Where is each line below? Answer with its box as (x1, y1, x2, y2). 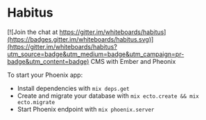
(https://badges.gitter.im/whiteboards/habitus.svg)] (7, 35, 154, 43)
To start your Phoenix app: (7, 71, 83, 79)
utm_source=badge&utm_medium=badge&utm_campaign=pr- (7, 50, 184, 58)
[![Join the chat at (7, 28, 58, 36)
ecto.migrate (17, 98, 55, 105)
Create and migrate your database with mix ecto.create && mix (17, 92, 199, 100)
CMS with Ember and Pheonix (90, 57, 176, 65)
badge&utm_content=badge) (7, 57, 89, 65)
